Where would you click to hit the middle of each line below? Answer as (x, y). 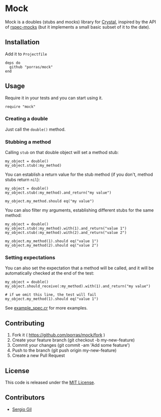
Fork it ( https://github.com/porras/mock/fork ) (58, 335)
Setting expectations (30, 258)
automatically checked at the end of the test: (50, 273)
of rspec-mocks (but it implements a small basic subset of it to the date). (78, 27)
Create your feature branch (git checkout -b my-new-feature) (73, 340)
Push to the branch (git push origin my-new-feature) (64, 350)
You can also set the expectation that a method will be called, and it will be (80, 268)
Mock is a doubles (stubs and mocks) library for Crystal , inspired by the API (80, 22)
